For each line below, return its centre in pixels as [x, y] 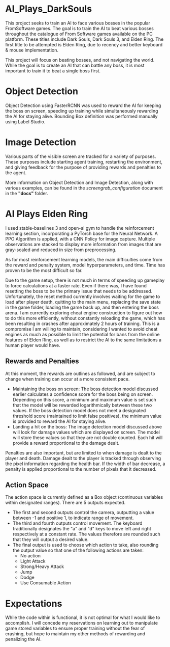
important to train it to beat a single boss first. [53, 71]
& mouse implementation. [32, 50]
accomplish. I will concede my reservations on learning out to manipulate [82, 623]
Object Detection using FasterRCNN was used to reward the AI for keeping [83, 105]
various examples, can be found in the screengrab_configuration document [84, 188]
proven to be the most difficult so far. [44, 270]
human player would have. [33, 345]
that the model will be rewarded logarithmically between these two [82, 405]
